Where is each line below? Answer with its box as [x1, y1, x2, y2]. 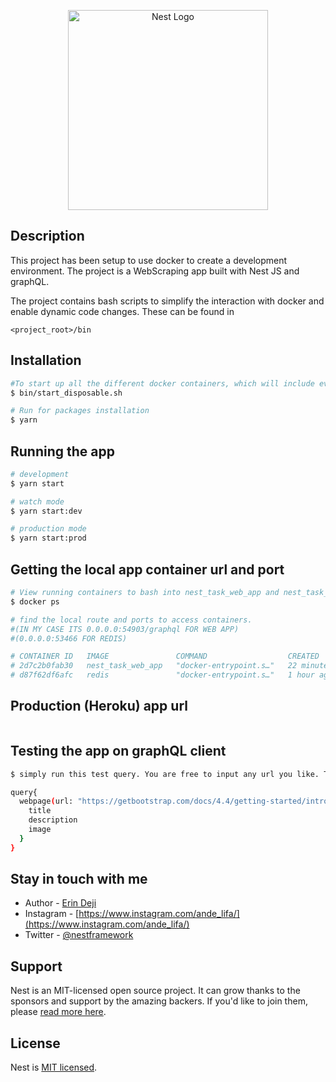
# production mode [10, 524, 87, 534]
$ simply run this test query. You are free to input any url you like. [10, 769, 320, 779]
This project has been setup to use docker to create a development [10, 254, 288, 266]
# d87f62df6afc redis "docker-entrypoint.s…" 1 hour [10, 670, 315, 680]
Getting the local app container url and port [10, 561, 285, 578]
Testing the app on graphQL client [10, 743, 227, 760]
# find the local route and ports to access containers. [10, 615, 253, 625]
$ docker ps [10, 596, 60, 607]
